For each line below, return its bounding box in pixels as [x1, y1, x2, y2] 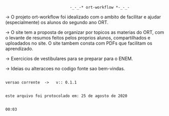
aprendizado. [5, 46, 33, 51]
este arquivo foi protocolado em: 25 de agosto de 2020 [5, 93, 127, 99]
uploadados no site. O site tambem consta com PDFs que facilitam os [5, 40, 153, 46]
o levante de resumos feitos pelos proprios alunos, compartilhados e [5, 35, 151, 41]
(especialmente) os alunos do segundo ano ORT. [5, 20, 109, 25]
